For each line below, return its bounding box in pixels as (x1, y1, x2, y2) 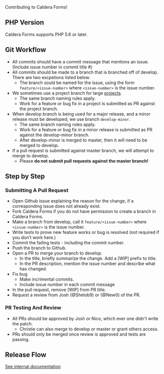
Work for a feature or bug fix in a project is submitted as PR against (19, 100, 155, 106)
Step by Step (5, 172, 45, 181)
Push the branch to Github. (12, 245, 67, 251)
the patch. (12, 320, 33, 326)
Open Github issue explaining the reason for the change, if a (12, 198, 134, 204)
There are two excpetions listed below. (12, 74, 91, 80)
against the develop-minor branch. (19, 132, 90, 138)
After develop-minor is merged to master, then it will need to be (19, 137, 148, 143)
